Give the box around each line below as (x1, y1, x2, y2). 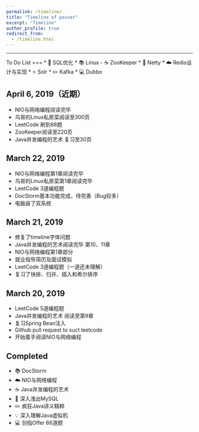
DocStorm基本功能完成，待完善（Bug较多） (14, 192, 122, 199)
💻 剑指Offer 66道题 (14, 420, 63, 427)
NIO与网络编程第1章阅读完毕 (14, 170, 84, 177)
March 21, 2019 (6, 217, 63, 228)
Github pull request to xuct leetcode (14, 326, 102, 333)
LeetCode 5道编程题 (14, 305, 65, 312)
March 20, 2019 (6, 288, 65, 298)
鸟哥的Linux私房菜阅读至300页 (14, 113, 90, 121)
